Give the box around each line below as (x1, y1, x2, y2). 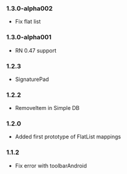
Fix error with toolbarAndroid (15, 162, 87, 169)
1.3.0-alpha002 (6, 4, 53, 13)
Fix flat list (15, 18, 41, 25)
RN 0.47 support (15, 47, 56, 54)
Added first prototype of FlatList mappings (15, 133, 121, 140)
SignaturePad (15, 76, 50, 83)
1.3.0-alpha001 (6, 33, 52, 42)
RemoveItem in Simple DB (15, 105, 80, 112)
